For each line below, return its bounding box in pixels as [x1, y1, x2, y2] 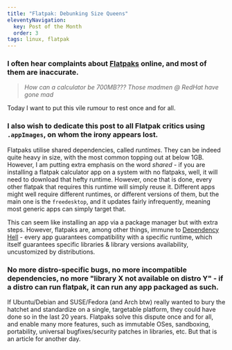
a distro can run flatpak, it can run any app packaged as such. [7, 282, 220, 292]
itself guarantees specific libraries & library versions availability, [7, 240, 189, 248]
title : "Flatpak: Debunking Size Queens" [7, 10, 129, 17]
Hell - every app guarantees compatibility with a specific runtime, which [7, 233, 213, 241]
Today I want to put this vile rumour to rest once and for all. [7, 104, 176, 112]
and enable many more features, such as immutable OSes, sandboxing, [7, 320, 211, 329]
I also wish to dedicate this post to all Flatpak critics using [7, 121, 206, 131]
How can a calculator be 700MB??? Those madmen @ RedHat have [24, 83, 220, 91]
